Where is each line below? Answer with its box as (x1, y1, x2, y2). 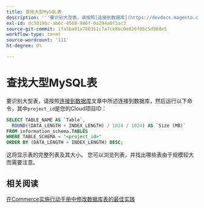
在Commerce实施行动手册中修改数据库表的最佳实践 (6, 195, 135, 203)
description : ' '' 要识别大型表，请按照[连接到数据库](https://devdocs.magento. (6, 15, 196, 21)
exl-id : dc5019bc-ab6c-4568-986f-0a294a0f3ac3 (6, 20, 126, 26)
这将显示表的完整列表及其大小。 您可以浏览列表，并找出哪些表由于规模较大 (6, 151, 194, 158)
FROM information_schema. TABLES (6, 128, 88, 134)
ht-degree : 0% (6, 43, 42, 49)
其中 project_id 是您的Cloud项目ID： (16, 104, 107, 112)
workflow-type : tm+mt (6, 32, 61, 38)
